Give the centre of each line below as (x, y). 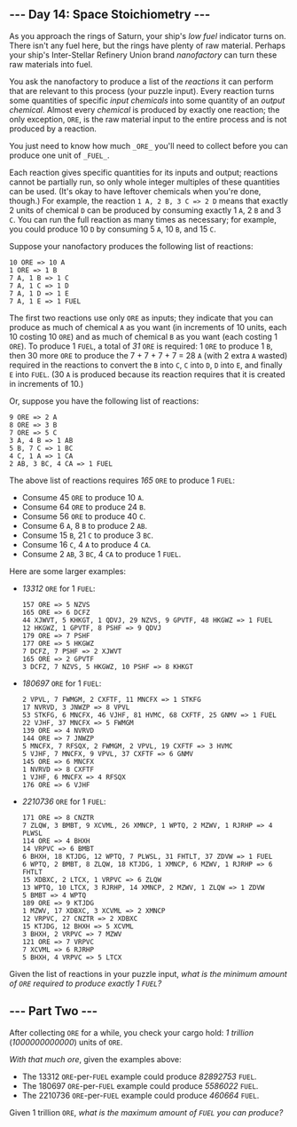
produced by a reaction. (53, 129)
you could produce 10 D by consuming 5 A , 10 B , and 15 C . (113, 229)
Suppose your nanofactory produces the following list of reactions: (132, 246)
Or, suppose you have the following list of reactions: (104, 401)
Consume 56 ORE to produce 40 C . (84, 516)
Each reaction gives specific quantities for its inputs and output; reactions (144, 172)
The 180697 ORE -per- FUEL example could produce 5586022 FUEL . (140, 1085)
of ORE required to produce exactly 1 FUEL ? (86, 983)
